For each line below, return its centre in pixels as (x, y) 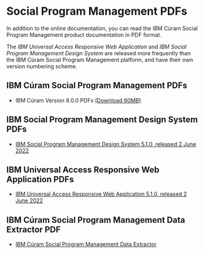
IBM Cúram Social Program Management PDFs (97, 86)
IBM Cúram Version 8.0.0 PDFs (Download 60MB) (78, 100)
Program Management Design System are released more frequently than (99, 53)
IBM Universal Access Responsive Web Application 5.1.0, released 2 (101, 194)
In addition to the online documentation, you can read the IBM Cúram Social (102, 28)
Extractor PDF (33, 229)
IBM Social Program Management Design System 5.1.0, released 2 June (106, 144)
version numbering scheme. (42, 66)
